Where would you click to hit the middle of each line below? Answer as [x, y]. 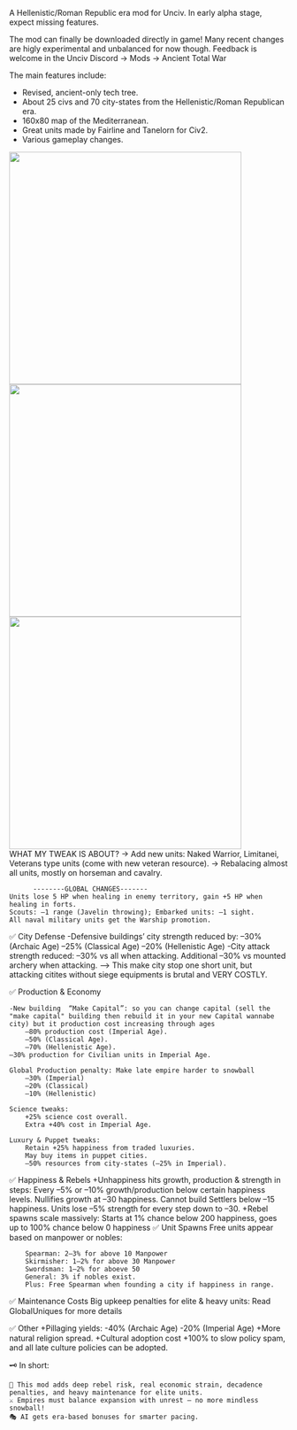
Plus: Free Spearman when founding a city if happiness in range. [150, 1285]
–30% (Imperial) [55, 1078]
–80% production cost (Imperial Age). [96, 1032]
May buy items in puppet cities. [87, 1156]
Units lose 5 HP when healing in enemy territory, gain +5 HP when [136, 897]
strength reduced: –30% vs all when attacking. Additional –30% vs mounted [148, 956]
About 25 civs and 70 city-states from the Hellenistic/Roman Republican [153, 102]
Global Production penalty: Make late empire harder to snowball [132, 1071]
